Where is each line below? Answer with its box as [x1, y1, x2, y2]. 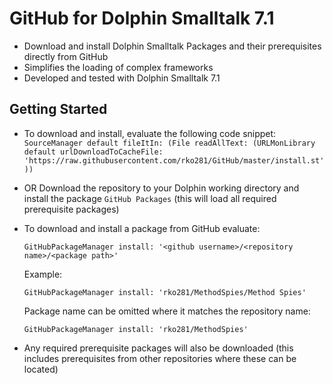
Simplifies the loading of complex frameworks [23, 61, 214, 73]
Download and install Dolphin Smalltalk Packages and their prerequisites [23, 40, 322, 52]
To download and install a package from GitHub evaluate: [23, 222, 261, 234]
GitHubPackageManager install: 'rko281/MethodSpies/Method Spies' [23, 287, 307, 297]
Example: [23, 268, 63, 280]
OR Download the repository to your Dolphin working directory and [23, 182, 300, 194]
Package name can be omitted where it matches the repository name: [23, 305, 311, 317]
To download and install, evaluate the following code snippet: [23, 127, 277, 139]
